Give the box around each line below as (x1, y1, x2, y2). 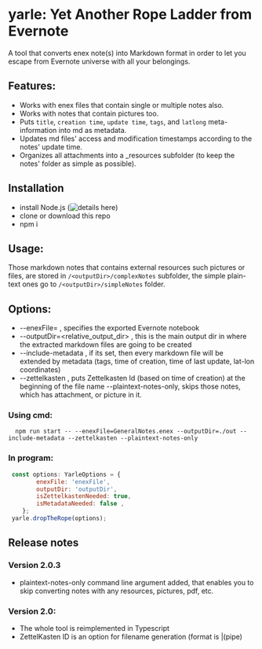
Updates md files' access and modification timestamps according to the (19, 134, 253, 143)
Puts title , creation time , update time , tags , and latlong (19, 116, 206, 127)
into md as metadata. (58, 125, 127, 135)
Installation (8, 182, 64, 195)
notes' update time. (19, 142, 82, 151)
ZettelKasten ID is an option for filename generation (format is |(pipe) (19, 632, 243, 641)
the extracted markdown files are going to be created (19, 340, 192, 349)
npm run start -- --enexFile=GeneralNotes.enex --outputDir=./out (15, 427, 237, 436)
